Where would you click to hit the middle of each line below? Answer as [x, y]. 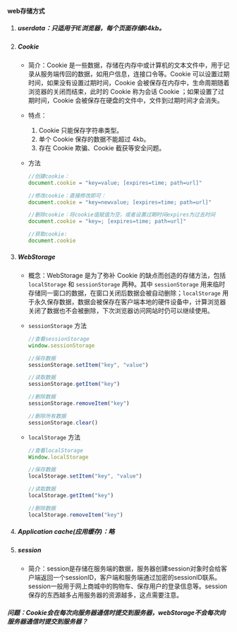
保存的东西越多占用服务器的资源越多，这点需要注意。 [105, 595]
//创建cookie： [49, 176]
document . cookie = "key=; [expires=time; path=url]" [107, 221]
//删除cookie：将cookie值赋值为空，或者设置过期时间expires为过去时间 [122, 215]
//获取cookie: [48, 234]
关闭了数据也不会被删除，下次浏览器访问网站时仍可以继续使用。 [121, 310]
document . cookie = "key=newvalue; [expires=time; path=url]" [120, 202]
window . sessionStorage [61, 346]
